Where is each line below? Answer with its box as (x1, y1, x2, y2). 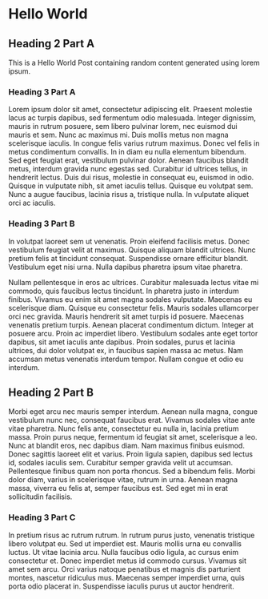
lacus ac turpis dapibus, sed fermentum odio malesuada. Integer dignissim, (8, 113, 256, 123)
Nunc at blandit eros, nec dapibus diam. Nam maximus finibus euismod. (8, 441, 246, 451)
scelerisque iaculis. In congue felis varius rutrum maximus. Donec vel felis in (8, 139, 260, 148)
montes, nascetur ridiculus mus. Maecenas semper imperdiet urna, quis (8, 573, 246, 582)
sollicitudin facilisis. (8, 492, 73, 501)
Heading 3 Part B (8, 218, 75, 229)
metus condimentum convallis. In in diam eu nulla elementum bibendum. (8, 147, 246, 157)
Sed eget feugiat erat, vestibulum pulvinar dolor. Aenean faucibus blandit (8, 155, 250, 165)
